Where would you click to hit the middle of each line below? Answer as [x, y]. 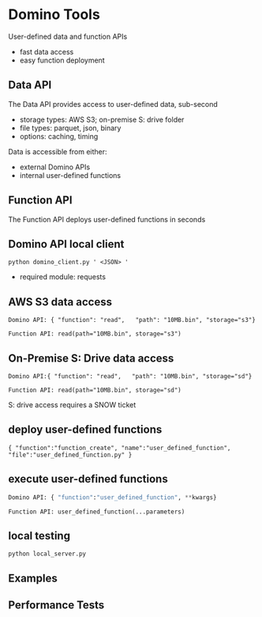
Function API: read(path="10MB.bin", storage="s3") [95, 334]
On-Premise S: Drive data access [91, 358]
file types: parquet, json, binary [70, 127]
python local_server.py [47, 554]
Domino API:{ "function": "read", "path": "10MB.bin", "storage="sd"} [130, 377]
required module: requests [63, 277]
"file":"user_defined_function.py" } [70, 455]
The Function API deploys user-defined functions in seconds [107, 219]
